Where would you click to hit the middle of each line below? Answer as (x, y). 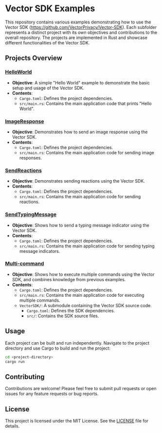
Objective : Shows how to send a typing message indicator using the (81, 225)
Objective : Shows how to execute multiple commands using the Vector (83, 274)
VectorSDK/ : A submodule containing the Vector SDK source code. (85, 305)
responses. (31, 158)
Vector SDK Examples (50, 9)
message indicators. (40, 251)
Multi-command (25, 264)
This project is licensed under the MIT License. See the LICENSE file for (77, 421)
